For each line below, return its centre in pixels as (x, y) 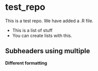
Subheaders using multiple (48, 51)
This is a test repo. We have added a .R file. (49, 21)
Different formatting (26, 63)
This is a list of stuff (32, 30)
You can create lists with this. (42, 35)
